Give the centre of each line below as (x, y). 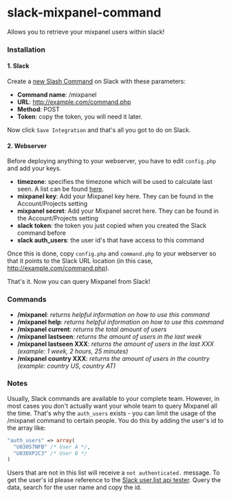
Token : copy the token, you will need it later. (80, 117)
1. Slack (18, 66)
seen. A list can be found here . (60, 189)
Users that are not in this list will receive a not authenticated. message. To (113, 473)
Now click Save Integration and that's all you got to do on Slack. (99, 130)
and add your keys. (34, 168)
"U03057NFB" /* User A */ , (52, 447)
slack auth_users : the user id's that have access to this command (111, 240)
